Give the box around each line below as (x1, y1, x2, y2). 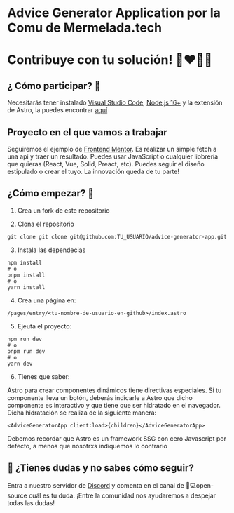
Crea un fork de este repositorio (17, 206, 110, 215)
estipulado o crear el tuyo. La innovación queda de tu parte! (7, 167, 180, 175)
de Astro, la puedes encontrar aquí (7, 106, 108, 114)
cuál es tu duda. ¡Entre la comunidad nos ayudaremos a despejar (29, 491, 216, 500)
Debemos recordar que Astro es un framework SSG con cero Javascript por (7, 434, 226, 443)
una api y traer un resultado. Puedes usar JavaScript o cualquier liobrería (7, 152, 219, 161)
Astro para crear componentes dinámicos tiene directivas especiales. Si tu (7, 386, 222, 394)
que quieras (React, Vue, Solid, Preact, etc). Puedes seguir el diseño (7, 160, 205, 168)
